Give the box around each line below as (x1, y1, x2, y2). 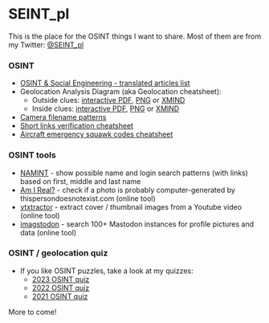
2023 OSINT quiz (31, 274, 90, 284)
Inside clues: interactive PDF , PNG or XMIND (31, 104, 180, 113)
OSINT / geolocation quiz (8, 247, 108, 259)
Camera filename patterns (19, 112, 107, 122)
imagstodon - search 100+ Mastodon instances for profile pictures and (19, 219, 255, 229)
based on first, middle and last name (19, 176, 141, 186)
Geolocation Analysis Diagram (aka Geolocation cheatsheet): (19, 87, 222, 96)
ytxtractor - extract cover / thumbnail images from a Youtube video (19, 202, 243, 211)
